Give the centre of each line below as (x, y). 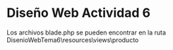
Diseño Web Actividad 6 (79, 13)
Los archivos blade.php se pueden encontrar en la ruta (86, 32)
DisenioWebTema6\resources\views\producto (73, 39)
